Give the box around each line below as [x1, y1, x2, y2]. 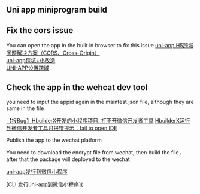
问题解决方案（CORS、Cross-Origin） [6, 49, 100, 56]
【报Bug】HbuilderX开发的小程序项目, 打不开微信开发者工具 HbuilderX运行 [6, 117, 190, 124]
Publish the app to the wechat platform [6, 136, 102, 144]
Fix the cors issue [6, 25, 74, 35]
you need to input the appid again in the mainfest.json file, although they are [6, 99, 195, 106]
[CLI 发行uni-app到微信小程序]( [6, 181, 83, 188]
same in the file [6, 105, 44, 112]
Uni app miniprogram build [6, 5, 108, 15]
